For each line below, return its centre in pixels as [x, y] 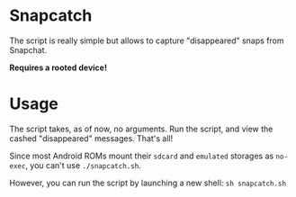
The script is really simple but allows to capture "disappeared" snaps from [147, 40]
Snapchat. [28, 49]
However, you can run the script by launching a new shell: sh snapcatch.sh [148, 183]
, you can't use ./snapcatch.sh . [83, 165]
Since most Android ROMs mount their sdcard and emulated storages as [142, 156]
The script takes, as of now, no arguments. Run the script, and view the [141, 129]
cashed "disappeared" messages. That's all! [91, 138]
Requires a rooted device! [58, 67]
